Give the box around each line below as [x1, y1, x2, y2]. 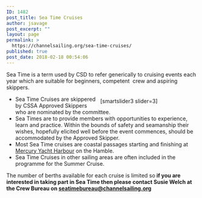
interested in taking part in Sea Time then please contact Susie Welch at [6, 178, 192, 185]
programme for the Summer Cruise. [15, 160, 105, 167]
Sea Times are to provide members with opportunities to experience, [15, 115, 187, 122]
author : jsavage [6, 20, 47, 26]
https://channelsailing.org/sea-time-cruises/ [12, 43, 132, 49]
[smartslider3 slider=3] [100, 97, 158, 104]
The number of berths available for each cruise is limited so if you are [6, 171, 181, 179]
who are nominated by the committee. [15, 108, 111, 115]
